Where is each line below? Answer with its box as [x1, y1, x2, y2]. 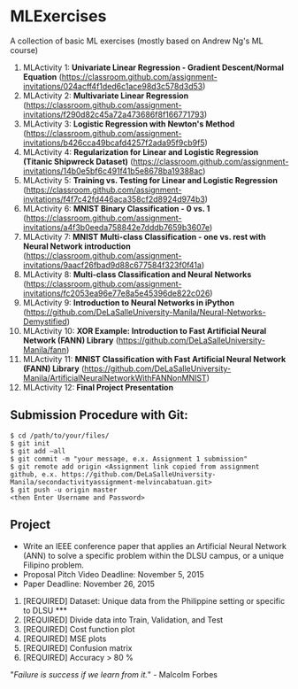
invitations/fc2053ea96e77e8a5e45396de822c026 [22, 288, 210, 298]
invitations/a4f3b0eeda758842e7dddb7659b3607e [22, 221, 210, 232]
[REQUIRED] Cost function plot [22, 623, 135, 634]
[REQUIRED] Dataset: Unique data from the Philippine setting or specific [22, 595, 286, 606]
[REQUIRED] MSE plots [22, 633, 107, 644]
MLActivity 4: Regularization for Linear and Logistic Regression [22, 146, 259, 157]
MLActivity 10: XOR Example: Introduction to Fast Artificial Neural [22, 325, 267, 336]
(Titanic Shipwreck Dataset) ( [22, 156, 134, 166]
